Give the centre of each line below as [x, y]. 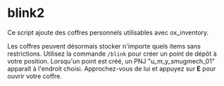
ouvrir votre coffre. [35, 76]
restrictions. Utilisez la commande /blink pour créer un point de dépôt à [112, 54]
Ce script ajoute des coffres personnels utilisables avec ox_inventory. [108, 32]
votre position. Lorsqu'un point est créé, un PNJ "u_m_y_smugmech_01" [111, 61]
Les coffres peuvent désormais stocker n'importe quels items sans [104, 46]
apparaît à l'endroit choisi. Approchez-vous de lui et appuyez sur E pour [112, 68]
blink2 [26, 13]
